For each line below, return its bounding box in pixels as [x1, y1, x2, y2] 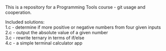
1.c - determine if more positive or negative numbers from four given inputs [5, 24, 161, 30]
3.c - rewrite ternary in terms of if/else [5, 35, 85, 41]
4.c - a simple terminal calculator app [5, 40, 82, 46]
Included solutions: [5, 19, 45, 25]
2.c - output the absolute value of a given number [5, 30, 108, 35]
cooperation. [5, 9, 32, 15]
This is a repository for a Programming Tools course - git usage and [5, 4, 146, 10]
